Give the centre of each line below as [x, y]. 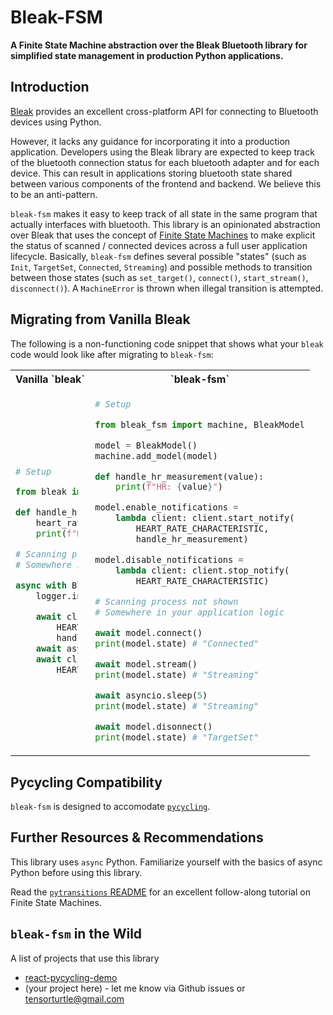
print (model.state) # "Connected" [177, 644]
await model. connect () [148, 633]
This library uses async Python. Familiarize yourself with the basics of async [166, 862]
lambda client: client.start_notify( [204, 518]
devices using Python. [56, 122]
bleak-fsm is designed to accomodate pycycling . [110, 807]
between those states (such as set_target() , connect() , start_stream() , [159, 277]
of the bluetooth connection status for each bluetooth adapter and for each [165, 162]
